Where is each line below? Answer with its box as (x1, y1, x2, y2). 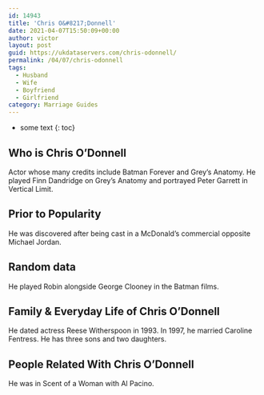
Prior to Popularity (8, 207, 102, 221)
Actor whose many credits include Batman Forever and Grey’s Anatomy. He (8, 167, 256, 177)
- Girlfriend (15, 94, 59, 102)
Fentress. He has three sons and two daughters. (8, 334, 167, 344)
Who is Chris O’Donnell (8, 146, 126, 160)
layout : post (8, 42, 52, 50)
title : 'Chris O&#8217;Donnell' (8, 19, 116, 27)
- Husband (15, 71, 48, 79)
